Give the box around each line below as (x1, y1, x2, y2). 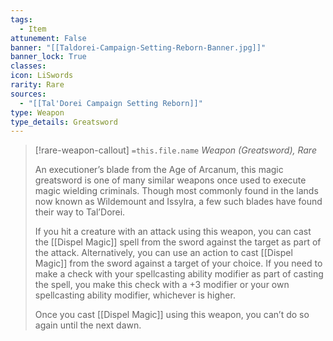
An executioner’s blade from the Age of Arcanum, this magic (34, 164, 284, 176)
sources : (10, 89, 47, 99)
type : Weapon (10, 107, 65, 118)
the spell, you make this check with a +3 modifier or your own (34, 279, 290, 291)
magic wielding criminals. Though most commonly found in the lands (34, 185, 319, 197)
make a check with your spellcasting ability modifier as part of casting (34, 268, 324, 280)
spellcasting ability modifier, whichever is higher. (34, 289, 236, 301)
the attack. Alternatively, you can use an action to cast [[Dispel (34, 247, 293, 259)
